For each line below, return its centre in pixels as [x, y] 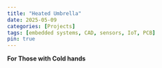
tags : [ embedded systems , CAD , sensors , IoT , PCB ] [81, 33]
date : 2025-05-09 [32, 20]
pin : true [21, 39]
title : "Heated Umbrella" [44, 13]
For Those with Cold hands [47, 58]
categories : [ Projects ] [41, 26]
